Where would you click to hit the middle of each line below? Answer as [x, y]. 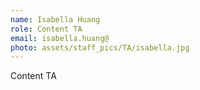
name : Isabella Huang [55, 19]
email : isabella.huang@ [60, 38]
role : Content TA [46, 29]
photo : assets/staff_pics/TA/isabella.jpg [100, 47]
